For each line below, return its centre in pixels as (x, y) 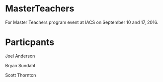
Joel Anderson (20, 56)
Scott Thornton (21, 75)
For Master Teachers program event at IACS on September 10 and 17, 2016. (82, 22)
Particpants (30, 42)
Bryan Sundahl (20, 65)
